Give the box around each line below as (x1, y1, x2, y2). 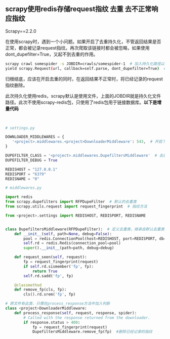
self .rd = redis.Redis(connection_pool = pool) (23, 241, 121, 246)
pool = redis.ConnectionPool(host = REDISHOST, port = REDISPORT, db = (23, 236, 166, 241)
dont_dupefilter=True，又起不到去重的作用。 (5, 51, 98, 57)
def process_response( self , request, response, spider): (14, 310, 137, 315)
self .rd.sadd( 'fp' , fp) (23, 273, 73, 278)
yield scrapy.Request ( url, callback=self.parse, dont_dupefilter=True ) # (5, 66, 166, 71)
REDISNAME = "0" (5, 176, 39, 181)
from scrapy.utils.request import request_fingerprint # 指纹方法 (5, 204, 148, 209)
